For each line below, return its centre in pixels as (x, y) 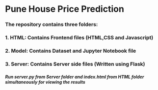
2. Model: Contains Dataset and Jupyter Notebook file (71, 51)
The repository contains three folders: (52, 25)
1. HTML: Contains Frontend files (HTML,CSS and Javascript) (79, 38)
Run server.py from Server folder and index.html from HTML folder (75, 77)
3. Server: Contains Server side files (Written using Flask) (75, 64)
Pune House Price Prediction (65, 9)
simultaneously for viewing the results (45, 82)
